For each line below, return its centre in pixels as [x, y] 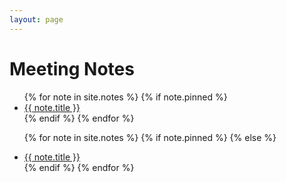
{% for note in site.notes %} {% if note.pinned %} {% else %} [150, 137]
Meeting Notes [72, 68]
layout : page [36, 19]
